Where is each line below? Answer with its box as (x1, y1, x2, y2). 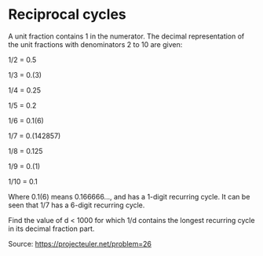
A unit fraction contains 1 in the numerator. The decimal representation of (8, 31, 245, 41)
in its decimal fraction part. (8, 224, 95, 233)
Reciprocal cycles (8, 5, 127, 24)
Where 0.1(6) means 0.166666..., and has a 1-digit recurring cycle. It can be (8, 192, 250, 201)
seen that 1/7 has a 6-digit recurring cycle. (8, 200, 145, 210)
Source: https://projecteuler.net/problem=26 (8, 239, 152, 248)
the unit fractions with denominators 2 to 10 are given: (8, 39, 183, 49)
